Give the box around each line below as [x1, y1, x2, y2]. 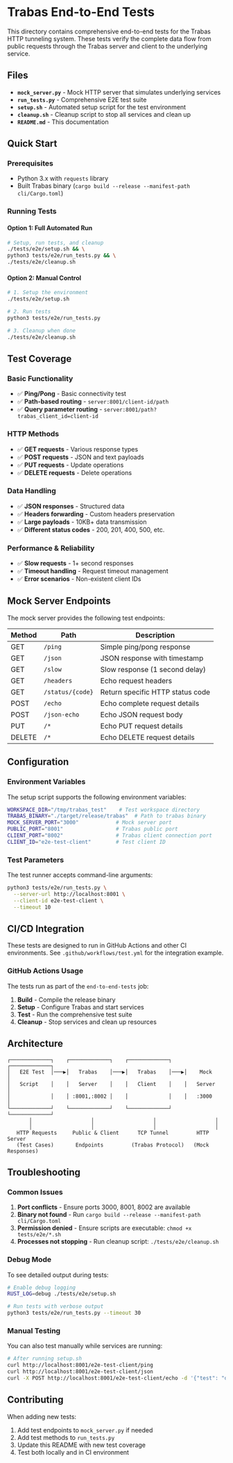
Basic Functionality [7, 374, 74, 383]
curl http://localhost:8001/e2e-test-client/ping [7, 1361, 154, 1369]
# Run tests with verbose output [7, 1303, 104, 1310]
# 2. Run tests [7, 308, 51, 315]
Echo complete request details [100, 698, 200, 708]
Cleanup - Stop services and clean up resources [17, 1017, 157, 1026]
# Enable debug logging [7, 1284, 76, 1291]
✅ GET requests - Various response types [17, 445, 139, 453]
